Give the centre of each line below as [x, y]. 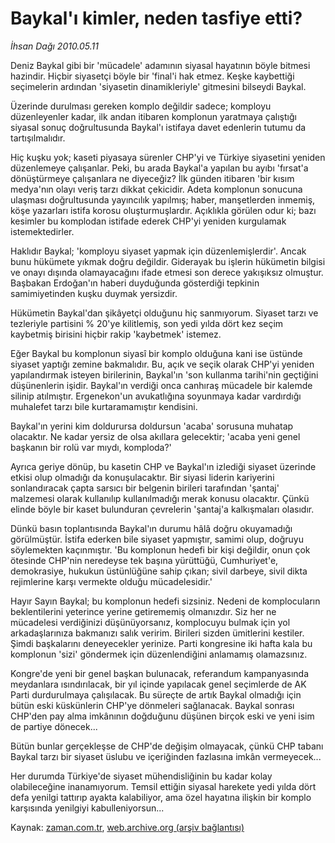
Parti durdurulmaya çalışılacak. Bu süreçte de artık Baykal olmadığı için [156, 694]
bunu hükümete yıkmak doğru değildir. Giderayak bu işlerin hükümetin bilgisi [168, 261]
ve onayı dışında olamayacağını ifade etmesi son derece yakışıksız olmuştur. [167, 272]
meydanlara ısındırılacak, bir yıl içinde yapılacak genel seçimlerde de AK [158, 684]
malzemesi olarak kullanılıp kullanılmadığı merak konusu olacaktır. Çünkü [160, 498]
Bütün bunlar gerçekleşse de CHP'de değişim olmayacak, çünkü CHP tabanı [167, 746]
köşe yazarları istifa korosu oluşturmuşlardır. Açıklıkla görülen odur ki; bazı [163, 210]
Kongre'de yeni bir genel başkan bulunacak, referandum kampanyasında [159, 673]
